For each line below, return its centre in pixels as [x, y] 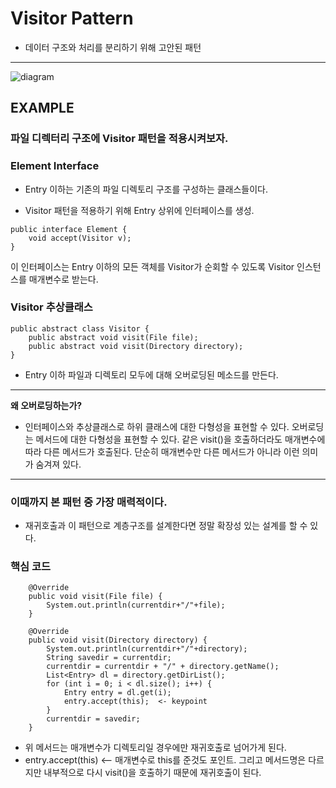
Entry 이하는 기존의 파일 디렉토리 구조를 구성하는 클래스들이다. [146, 189]
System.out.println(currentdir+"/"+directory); [147, 649]
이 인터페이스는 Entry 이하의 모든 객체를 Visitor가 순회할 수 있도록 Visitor [152, 266]
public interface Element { [69, 229]
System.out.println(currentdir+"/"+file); [136, 605]
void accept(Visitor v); [80, 238]
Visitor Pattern [72, 18]
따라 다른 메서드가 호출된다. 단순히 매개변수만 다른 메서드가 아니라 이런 [162, 451]
